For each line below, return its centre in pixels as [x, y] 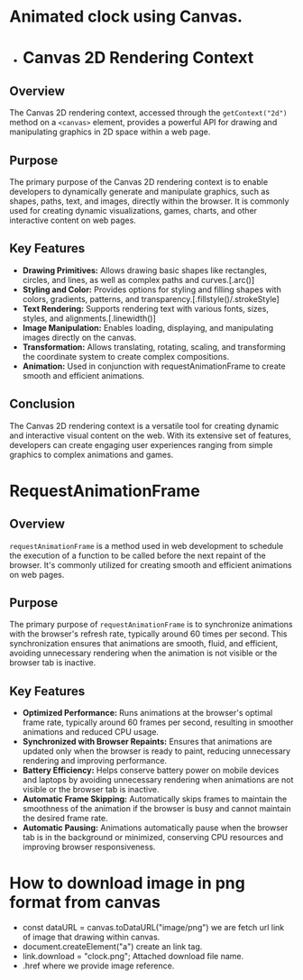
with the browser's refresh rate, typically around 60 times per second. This [148, 634]
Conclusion [42, 404]
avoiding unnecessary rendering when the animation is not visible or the [143, 653]
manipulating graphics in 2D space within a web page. [110, 132]
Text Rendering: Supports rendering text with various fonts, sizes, [145, 308]
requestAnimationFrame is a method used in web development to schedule [147, 545]
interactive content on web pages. [73, 220]
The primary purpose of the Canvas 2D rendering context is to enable [139, 182]
